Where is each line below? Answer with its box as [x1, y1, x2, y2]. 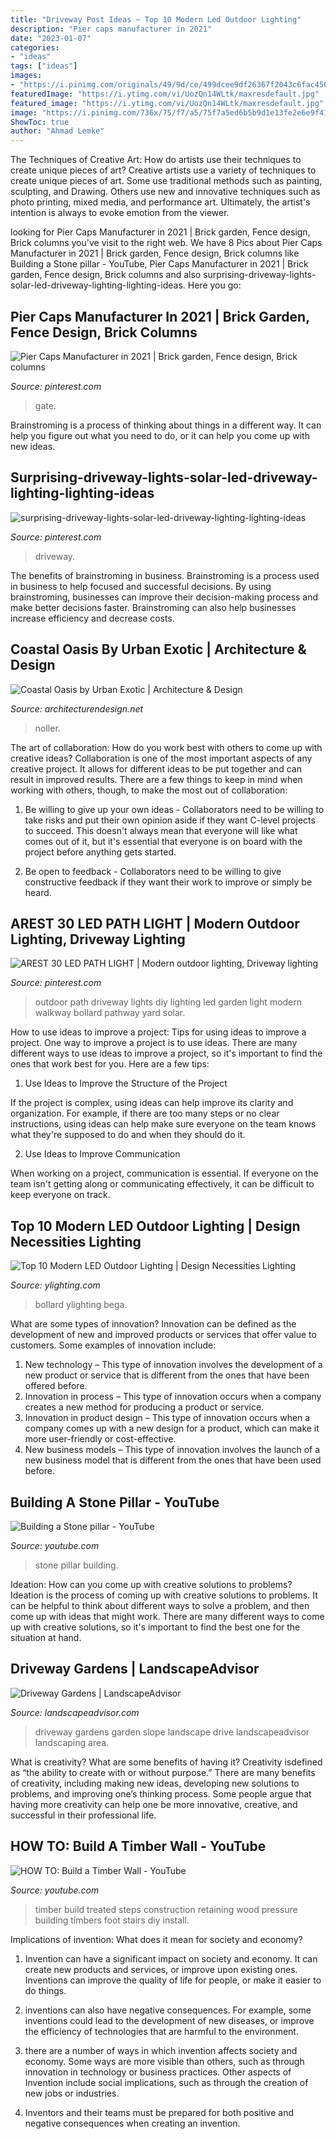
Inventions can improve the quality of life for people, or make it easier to [24, 1974, 322, 1986]
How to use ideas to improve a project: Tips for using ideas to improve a [10, 1026, 307, 1038]
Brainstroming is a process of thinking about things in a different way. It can [10, 419, 322, 431]
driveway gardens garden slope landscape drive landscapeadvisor [34, 1726, 310, 1738]
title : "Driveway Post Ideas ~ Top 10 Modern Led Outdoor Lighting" [10, 14, 302, 25]
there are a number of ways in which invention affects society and [24, 2044, 298, 2056]
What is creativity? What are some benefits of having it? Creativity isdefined [10, 1756, 323, 1768]
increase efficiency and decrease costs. [10, 612, 175, 624]
